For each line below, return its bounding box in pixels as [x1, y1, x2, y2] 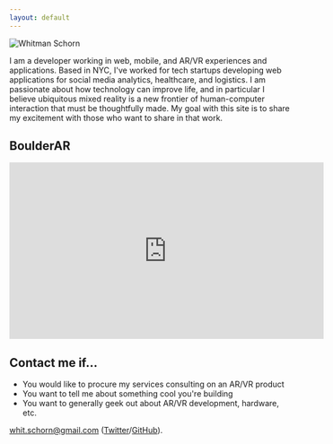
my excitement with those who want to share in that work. [9, 112, 223, 123]
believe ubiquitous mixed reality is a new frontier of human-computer [9, 93, 265, 104]
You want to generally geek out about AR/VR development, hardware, [22, 398, 280, 409]
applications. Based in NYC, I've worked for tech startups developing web [9, 65, 283, 75]
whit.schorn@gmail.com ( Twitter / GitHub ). [9, 425, 163, 436]
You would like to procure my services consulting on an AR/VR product [22, 379, 285, 390]
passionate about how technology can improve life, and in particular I [9, 83, 265, 94]
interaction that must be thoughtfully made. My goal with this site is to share [9, 102, 290, 113]
